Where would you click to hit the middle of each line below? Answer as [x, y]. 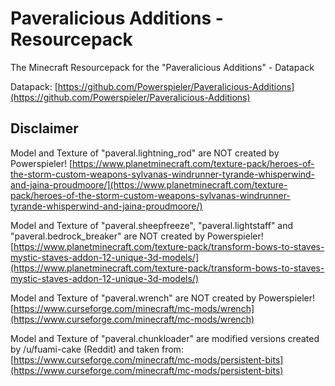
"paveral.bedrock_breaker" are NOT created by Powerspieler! [137, 236]
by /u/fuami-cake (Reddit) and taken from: [97, 349]
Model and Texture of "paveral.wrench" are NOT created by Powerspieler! [163, 298]
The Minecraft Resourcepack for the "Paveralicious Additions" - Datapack [162, 67]
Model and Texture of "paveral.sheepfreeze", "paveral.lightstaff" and [152, 225]
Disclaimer [44, 128]
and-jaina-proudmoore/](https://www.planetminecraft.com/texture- [149, 184]
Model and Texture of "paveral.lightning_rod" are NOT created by [145, 153]
